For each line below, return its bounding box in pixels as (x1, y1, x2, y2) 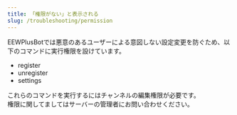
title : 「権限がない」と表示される (7, 10, 99, 18)
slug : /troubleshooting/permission (7, 17, 113, 24)
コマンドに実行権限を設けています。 (19, 46, 126, 55)
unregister (17, 69, 48, 77)
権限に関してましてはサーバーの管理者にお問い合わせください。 (7, 99, 194, 108)
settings (17, 76, 42, 84)
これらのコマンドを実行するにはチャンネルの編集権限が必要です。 (7, 91, 201, 99)
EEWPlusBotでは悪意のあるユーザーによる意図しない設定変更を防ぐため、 (7, 37, 224, 46)
